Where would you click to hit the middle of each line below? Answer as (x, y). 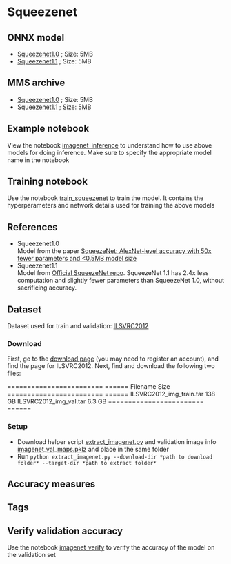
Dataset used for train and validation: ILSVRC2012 (78, 326)
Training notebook (48, 182)
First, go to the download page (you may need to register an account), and (113, 359)
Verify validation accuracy (65, 531)
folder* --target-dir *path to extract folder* (87, 463)
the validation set (32, 555)
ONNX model (36, 38)
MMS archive (36, 83)
